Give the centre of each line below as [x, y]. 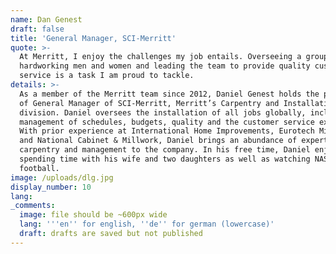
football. [39, 168]
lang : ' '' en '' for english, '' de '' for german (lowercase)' [147, 224]
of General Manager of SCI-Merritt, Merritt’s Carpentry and [149, 103]
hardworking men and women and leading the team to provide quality [165, 66]
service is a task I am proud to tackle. [107, 76]
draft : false [37, 29]
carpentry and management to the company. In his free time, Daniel [165, 150]
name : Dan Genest [46, 19]
